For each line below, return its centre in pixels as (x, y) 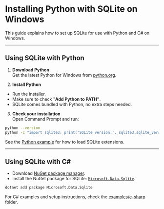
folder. (11, 202)
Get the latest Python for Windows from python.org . (64, 75)
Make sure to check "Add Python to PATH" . (56, 99)
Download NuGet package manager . (49, 173)
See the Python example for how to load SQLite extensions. (65, 142)
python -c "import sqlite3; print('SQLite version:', (61, 132)
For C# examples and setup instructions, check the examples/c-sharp (75, 197)
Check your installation (36, 114)
